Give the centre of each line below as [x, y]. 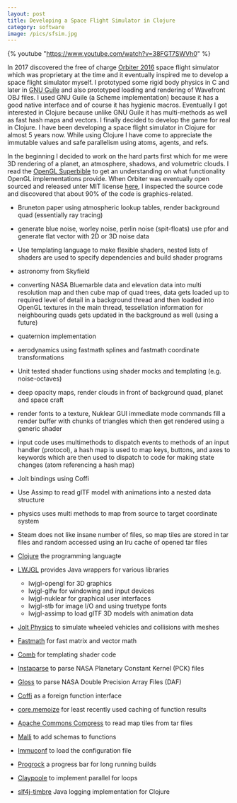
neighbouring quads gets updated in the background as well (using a [118, 315]
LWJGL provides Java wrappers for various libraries [93, 570]
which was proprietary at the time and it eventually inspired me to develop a [118, 75]
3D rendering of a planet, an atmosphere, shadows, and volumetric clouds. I [118, 164]
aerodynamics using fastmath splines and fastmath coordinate [108, 350]
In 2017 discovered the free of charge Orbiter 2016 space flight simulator [113, 67]
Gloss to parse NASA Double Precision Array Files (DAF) [99, 682]
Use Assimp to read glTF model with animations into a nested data [114, 492]
